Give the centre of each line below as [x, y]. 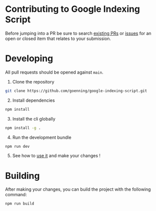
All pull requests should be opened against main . [54, 72]
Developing [29, 59]
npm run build [20, 204]
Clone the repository [33, 82]
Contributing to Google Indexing [73, 9]
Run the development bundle [42, 137]
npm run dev [17, 146]
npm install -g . [23, 128]
